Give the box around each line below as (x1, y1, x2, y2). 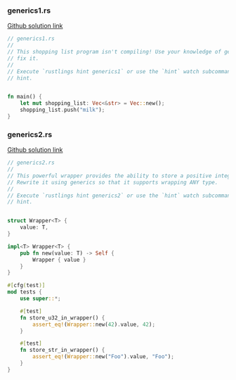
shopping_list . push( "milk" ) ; (20, 106, 105, 114)
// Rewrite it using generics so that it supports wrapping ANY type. (7, 179, 218, 186)
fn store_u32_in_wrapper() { (20, 314, 105, 322)
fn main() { (7, 94, 42, 101)
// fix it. (7, 55, 39, 62)
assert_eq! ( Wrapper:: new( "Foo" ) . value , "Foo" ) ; (32, 353, 174, 360)
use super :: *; (20, 295, 61, 303)
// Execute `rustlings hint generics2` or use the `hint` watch (7, 192, 199, 199)
